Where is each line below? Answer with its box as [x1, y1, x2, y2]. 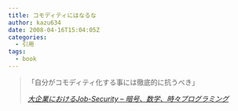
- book [15, 55, 37, 63]
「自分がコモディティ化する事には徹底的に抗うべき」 [27, 77, 199, 87]
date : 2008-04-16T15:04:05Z [8, 26, 101, 34]
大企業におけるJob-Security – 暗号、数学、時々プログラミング [27, 94, 229, 103]
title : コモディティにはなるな [8, 11, 97, 20]
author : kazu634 [8, 19, 61, 27]
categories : [8, 33, 47, 41]
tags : [8, 48, 26, 55]
